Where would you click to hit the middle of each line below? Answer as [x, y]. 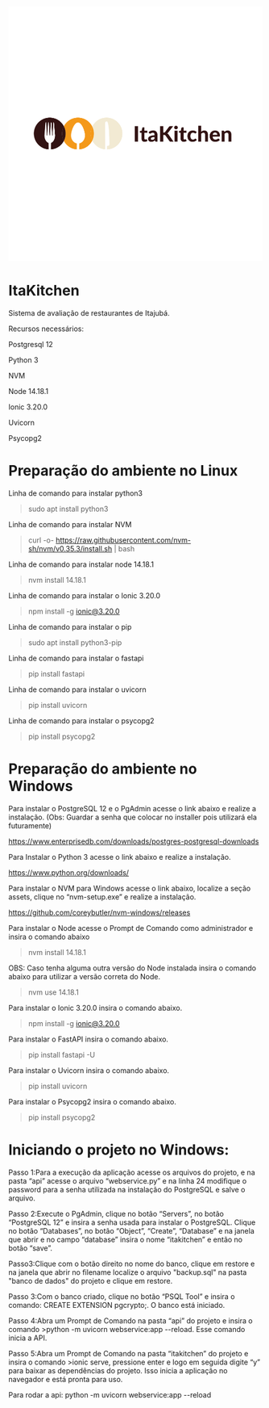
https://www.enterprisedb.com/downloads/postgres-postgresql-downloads [134, 841]
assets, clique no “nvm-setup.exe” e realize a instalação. [102, 897]
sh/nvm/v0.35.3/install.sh [70, 548]
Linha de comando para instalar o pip [70, 626]
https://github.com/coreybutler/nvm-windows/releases [99, 912]
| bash [124, 548]
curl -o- [41, 540]
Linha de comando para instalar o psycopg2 [81, 720]
